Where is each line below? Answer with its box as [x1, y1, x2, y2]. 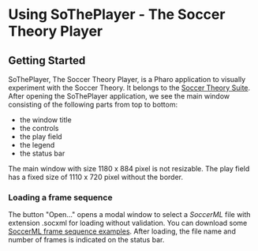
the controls [19, 124, 59, 133]
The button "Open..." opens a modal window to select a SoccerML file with [8, 210, 251, 219]
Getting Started [8, 54, 86, 67]
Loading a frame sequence [8, 192, 113, 203]
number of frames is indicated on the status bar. [8, 235, 165, 245]
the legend [19, 140, 55, 149]
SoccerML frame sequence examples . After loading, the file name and [8, 227, 237, 236]
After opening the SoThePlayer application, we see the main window [8, 92, 230, 100]
